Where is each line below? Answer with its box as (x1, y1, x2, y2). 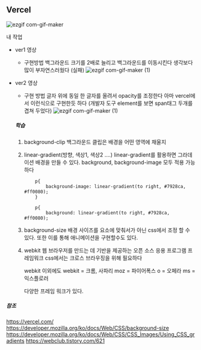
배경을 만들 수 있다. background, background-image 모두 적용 (35, 158, 185, 166)
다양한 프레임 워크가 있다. (23, 287, 84, 295)
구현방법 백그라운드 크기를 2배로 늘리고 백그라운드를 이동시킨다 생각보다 (23, 58, 193, 66)
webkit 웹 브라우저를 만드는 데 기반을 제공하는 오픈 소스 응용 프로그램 (23, 246, 187, 254)
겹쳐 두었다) (23, 107, 52, 114)
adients (6, 337, 25, 344)
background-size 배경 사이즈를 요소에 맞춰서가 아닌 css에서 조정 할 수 (23, 226, 191, 234)
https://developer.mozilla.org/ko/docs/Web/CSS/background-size (6, 324, 170, 331)
